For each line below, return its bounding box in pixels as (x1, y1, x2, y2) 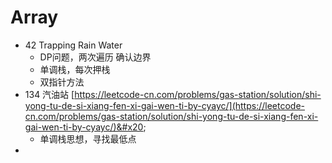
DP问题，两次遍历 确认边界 (39, 51, 152, 63)
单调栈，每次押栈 (39, 63, 111, 75)
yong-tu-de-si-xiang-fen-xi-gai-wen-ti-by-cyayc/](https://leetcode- (24, 99, 305, 111)
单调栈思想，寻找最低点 (39, 132, 137, 145)
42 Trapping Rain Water (24, 39, 123, 51)
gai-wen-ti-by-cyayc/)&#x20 (24, 121, 144, 133)
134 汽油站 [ (24, 88, 75, 100)
